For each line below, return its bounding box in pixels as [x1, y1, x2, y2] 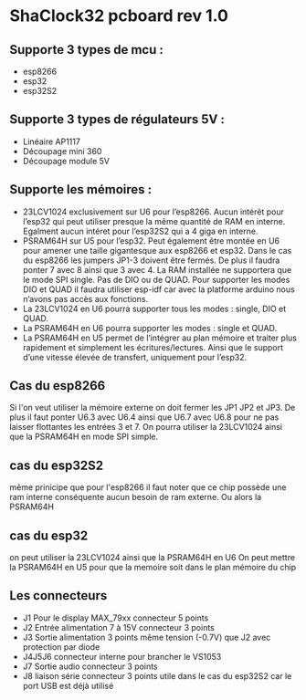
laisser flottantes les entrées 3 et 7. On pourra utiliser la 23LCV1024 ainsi [9, 422, 283, 433]
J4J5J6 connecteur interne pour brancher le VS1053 [22, 651, 222, 662]
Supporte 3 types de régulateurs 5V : [9, 111, 226, 128]
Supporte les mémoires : [9, 182, 153, 197]
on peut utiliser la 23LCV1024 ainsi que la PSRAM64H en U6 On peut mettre [9, 552, 295, 563]
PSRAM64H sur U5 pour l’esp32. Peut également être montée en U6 [22, 235, 280, 246]
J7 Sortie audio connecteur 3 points [22, 661, 158, 672]
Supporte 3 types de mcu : [9, 42, 164, 57]
